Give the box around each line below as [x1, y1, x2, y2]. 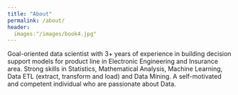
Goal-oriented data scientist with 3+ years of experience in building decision [7, 50, 232, 58]
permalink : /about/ [7, 17, 65, 24]
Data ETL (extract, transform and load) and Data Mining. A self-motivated [7, 72, 222, 81]
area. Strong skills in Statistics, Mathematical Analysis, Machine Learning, [7, 65, 223, 73]
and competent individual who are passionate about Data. [7, 79, 176, 89]
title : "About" [7, 10, 53, 18]
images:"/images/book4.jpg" [13, 30, 97, 38]
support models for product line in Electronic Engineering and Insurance [7, 57, 219, 66]
